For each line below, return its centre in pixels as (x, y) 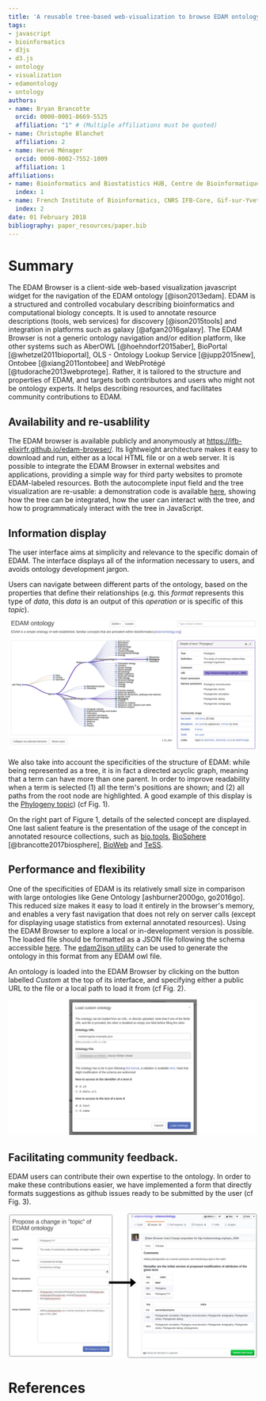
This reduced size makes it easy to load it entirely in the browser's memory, (131, 905)
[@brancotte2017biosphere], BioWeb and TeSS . (86, 844)
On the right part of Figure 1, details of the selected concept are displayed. (129, 819)
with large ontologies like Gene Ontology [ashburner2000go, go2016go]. (127, 897)
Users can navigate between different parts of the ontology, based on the (128, 584)
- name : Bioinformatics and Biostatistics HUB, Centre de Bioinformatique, (136, 184)
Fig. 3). (20, 1202)
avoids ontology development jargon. (68, 569)
